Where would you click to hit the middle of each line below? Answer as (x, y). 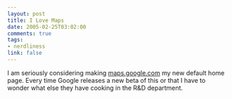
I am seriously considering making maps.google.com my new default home (116, 73)
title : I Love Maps (36, 20)
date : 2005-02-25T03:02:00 (47, 27)
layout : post (26, 14)
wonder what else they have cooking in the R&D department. (95, 88)
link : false (25, 53)
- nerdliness (26, 46)
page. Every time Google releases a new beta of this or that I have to (107, 80)
